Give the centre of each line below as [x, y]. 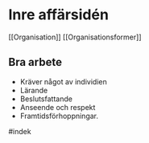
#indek [20, 131]
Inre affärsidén [58, 15]
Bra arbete [35, 62]
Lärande [34, 90]
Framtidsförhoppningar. [59, 116]
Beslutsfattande [46, 99]
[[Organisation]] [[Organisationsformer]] [75, 37]
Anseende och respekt [58, 107]
